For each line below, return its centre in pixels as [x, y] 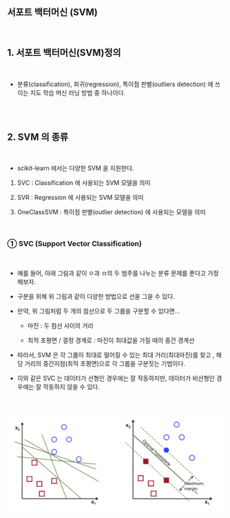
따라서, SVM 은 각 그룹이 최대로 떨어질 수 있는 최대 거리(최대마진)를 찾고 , [116, 355]
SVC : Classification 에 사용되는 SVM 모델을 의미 [84, 183]
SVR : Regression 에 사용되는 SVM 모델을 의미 [80, 198]
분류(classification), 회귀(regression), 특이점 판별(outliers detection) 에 [115, 84]
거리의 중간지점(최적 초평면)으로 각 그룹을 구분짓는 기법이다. [105, 363]
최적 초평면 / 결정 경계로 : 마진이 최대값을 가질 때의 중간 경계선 [111, 340]
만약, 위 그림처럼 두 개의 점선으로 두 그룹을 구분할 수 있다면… [98, 311]
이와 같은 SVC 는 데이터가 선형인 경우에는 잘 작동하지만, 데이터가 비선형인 [116, 378]
